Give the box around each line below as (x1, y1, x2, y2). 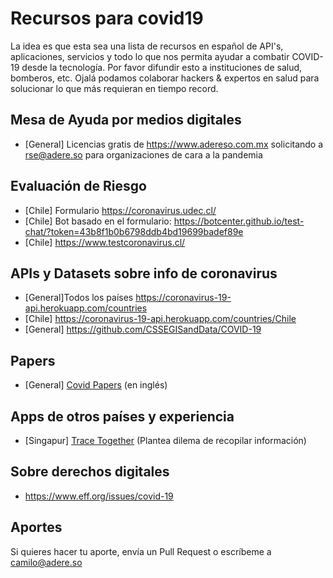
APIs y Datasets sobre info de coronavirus (10, 265, 278, 282)
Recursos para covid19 (10, 7, 204, 30)
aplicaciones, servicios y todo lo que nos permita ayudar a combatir (10, 50, 290, 62)
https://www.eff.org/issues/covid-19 (24, 490, 174, 502)
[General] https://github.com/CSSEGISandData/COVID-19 (24, 323, 262, 336)
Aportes (10, 519, 63, 536)
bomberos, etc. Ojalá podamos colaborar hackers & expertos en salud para (10, 72, 320, 84)
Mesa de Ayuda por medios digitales (10, 112, 242, 129)
